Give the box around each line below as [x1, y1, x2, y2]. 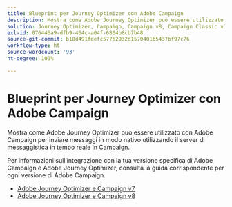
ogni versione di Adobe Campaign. [7, 170, 106, 179]
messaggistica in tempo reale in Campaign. [7, 143, 130, 151]
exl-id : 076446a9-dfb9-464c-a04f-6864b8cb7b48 [7, 29, 144, 37]
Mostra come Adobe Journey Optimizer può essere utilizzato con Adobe [7, 128, 213, 137]
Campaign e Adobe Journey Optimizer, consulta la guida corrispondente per [7, 164, 224, 172]
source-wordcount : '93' [7, 49, 76, 56]
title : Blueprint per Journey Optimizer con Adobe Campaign [7, 10, 184, 17]
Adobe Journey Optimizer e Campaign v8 [17, 191, 136, 200]
